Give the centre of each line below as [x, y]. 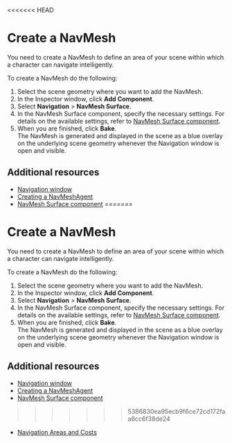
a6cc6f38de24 [149, 419]
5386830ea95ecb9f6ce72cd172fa [177, 411]
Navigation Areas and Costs [57, 432]
